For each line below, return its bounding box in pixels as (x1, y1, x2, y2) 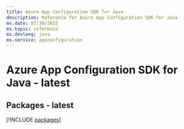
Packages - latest (6, 100, 74, 110)
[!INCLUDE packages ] (6, 116, 61, 123)
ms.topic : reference (6, 25, 59, 32)
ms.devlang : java (6, 31, 50, 38)
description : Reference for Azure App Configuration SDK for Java (6, 15, 178, 21)
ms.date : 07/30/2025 (6, 20, 59, 26)
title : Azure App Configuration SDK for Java (6, 8, 123, 15)
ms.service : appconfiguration (6, 37, 83, 43)
